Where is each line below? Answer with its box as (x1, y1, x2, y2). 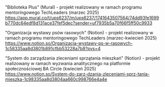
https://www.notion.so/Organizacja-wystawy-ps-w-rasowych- (5, 40, 133, 46)
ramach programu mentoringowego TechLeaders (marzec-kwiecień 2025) (5, 35, 157, 41)
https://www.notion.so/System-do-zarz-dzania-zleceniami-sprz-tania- (5, 71, 150, 77)
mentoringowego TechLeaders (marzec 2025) (5, 9, 99, 15)
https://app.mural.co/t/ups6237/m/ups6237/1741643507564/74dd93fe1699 (5, 15, 160, 20)
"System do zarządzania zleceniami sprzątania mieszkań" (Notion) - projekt (5, 55, 160, 61)
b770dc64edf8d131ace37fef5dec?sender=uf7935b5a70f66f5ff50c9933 (5, 20, 153, 26)
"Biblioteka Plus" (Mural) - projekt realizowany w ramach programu (5, 4, 142, 10)
